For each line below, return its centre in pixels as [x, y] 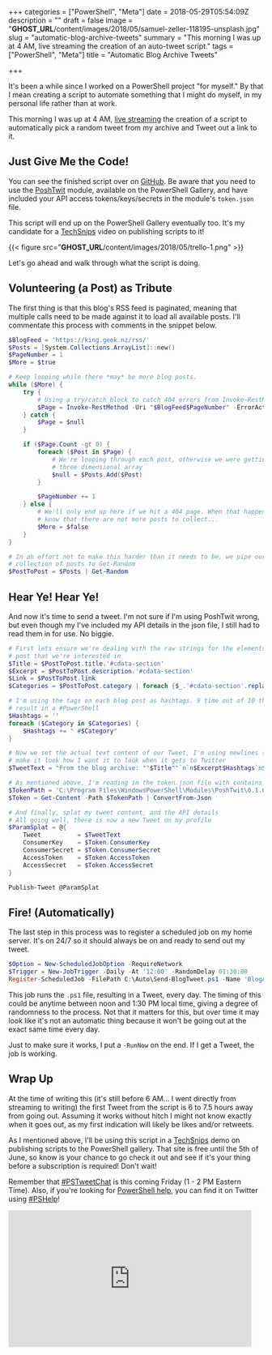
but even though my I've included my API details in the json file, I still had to [134, 625]
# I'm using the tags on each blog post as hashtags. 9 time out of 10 [132, 701]
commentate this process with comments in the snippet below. [113, 325]
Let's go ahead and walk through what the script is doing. [104, 263]
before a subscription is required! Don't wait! [83, 1165]
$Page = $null [61, 422]
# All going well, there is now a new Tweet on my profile [110, 820]
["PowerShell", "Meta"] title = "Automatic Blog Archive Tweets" [113, 55]
